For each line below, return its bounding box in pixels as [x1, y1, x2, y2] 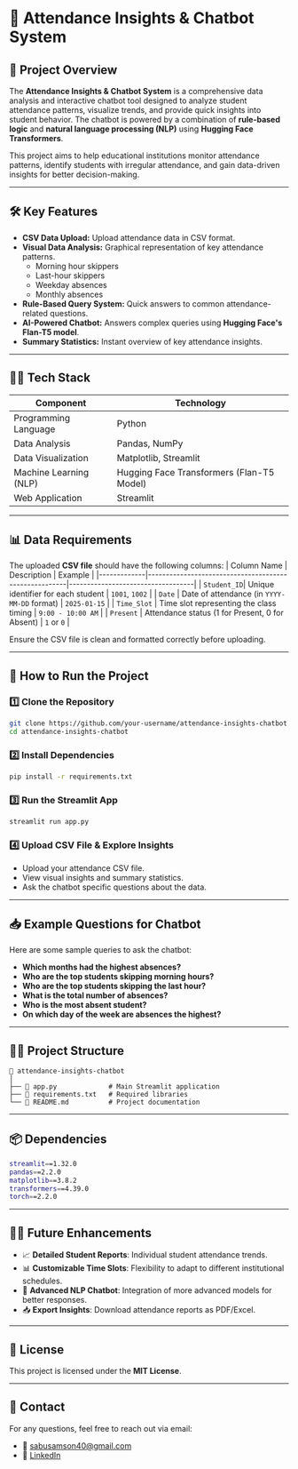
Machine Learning [13, 466, 90, 478]
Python [116, 417, 147, 429]
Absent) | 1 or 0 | [9, 617, 70, 627]
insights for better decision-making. [9, 169, 140, 180]
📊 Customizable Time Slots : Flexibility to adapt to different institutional [21, 1263, 285, 1273]
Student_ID [203, 581, 244, 590]
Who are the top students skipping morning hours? [21, 971, 215, 982]
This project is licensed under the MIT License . [9, 1365, 182, 1376]
